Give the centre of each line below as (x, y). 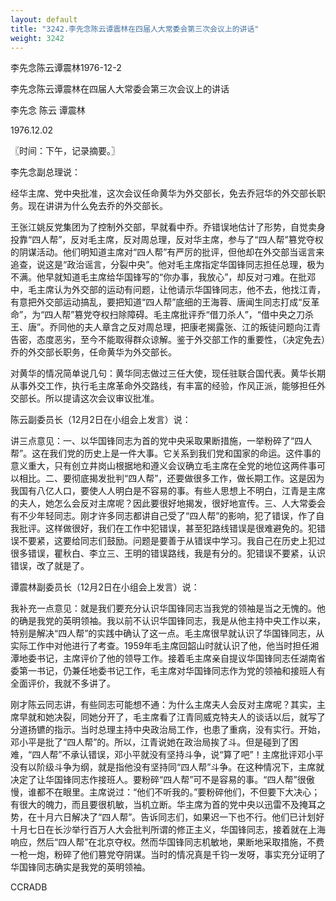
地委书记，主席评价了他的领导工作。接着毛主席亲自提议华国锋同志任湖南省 (172, 658)
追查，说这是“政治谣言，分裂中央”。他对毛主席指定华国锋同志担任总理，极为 (167, 265)
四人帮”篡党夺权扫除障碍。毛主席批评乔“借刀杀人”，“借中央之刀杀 (179, 315)
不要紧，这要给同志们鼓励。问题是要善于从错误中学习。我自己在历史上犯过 (172, 541)
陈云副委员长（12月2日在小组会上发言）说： (101, 420)
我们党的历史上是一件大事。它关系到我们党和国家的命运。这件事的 (185, 453)
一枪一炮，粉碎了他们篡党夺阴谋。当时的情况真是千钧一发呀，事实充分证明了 (168, 855)
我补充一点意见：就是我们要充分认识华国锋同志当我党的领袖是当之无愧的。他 (168, 608)
